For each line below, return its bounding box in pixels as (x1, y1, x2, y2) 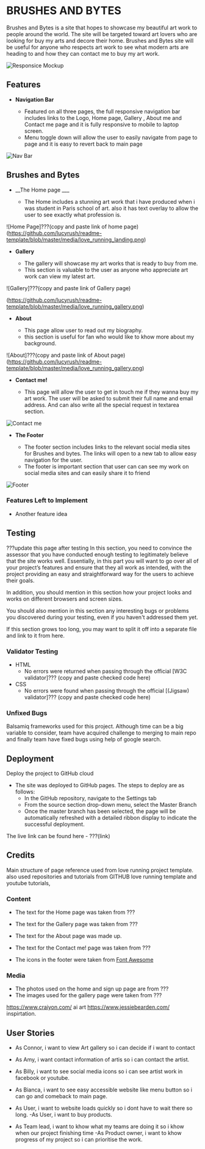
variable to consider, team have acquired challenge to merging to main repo (6, 729, 196, 736)
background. (24, 339, 57, 346)
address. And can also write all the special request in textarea (24, 401, 179, 408)
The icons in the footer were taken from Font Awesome (15, 956, 154, 964)
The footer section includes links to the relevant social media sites (24, 443, 190, 451)
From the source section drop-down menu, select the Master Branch (24, 801, 197, 809)
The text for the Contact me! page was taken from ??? (15, 944, 151, 952)
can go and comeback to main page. (15, 1093, 108, 1100)
